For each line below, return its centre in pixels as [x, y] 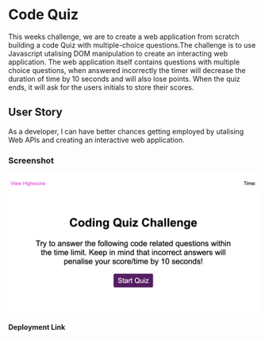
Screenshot [31, 160]
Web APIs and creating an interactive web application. [96, 140]
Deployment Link [37, 327]
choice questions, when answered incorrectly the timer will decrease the [127, 70]
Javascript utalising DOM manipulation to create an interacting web [118, 53]
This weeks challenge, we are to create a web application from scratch [124, 37]
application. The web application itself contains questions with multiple [124, 62]
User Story [35, 112]
